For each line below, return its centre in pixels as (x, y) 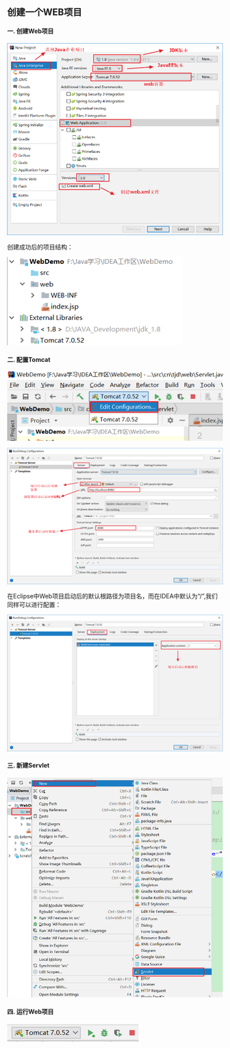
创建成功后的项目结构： (40, 247)
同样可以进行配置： (34, 605)
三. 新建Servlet (28, 766)
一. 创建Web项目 (30, 31)
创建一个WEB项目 (44, 12)
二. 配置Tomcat (29, 359)
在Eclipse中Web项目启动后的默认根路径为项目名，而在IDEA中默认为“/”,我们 (112, 596)
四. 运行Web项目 (30, 1012)
